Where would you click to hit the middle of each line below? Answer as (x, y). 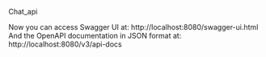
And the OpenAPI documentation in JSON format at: (95, 36)
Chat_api (23, 12)
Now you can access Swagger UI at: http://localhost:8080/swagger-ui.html (133, 27)
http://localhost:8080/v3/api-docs (65, 44)
